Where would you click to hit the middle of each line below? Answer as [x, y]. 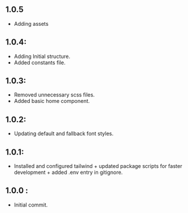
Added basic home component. [52, 101]
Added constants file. [40, 62]
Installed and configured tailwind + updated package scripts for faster [98, 166]
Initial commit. [31, 205]
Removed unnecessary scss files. [54, 95]
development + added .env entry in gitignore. [68, 173]
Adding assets [31, 23]
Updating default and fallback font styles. [64, 133]
